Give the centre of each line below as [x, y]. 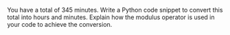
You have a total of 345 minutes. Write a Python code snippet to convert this [115, 10]
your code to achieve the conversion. [60, 24]
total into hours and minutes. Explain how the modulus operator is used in [111, 17]
